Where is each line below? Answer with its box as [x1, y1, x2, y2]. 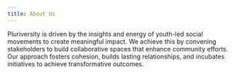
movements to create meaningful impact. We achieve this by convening [7, 37, 217, 46]
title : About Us [7, 10, 55, 18]
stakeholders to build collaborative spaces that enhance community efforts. [7, 44, 229, 53]
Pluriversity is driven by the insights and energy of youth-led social [7, 30, 204, 38]
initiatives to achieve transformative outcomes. [7, 59, 144, 68]
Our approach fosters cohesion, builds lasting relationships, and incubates [7, 52, 225, 61]
